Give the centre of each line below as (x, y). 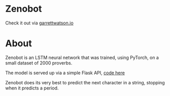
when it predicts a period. (32, 88)
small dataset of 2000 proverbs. (39, 63)
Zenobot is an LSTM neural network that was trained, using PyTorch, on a (82, 57)
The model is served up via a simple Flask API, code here (65, 73)
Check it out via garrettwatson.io (39, 23)
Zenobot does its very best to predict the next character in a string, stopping (85, 82)
